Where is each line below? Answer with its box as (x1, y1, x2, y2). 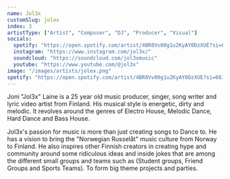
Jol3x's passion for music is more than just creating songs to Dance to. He (7, 128, 217, 136)
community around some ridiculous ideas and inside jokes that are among (7, 150, 216, 158)
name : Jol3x (7, 10, 41, 17)
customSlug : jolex (7, 16, 60, 23)
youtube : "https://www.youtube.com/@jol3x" (13, 61, 139, 68)
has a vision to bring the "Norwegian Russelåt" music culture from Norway (7, 135, 217, 143)
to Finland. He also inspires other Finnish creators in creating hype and (7, 142, 207, 151)
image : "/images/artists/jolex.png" (7, 67, 112, 74)
